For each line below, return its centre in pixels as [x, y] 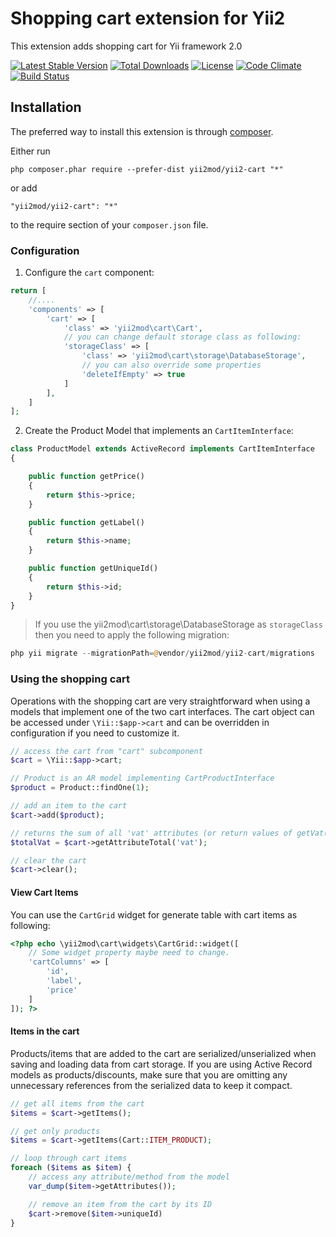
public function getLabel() [86, 522]
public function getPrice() [86, 477]
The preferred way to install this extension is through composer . [142, 131]
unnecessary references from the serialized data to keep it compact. [151, 1085]
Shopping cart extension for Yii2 [148, 18]
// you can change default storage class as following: [182, 337]
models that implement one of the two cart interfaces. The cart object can [162, 711]
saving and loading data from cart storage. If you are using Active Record [161, 1064]
